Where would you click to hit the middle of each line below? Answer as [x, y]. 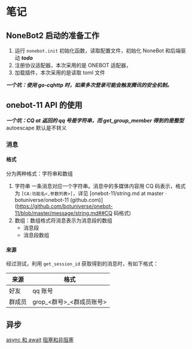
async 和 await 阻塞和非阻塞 [40, 340]
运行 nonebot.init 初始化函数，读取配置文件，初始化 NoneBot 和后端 [97, 51]
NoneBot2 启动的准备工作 [53, 35]
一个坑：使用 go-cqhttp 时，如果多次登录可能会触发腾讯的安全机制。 [89, 85]
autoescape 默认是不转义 [37, 128]
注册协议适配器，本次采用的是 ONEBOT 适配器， [73, 65]
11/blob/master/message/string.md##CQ [64, 213]
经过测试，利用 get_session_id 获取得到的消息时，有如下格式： [83, 264]
